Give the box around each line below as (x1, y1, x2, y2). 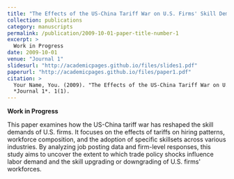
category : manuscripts (7, 23, 73, 30)
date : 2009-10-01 (7, 49, 58, 56)
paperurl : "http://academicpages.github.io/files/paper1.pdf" (7, 68, 192, 75)
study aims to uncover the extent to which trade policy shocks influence (7, 150, 214, 159)
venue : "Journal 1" (7, 56, 64, 63)
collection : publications (7, 17, 82, 24)
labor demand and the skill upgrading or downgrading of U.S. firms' (7, 157, 201, 166)
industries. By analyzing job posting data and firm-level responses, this (7, 143, 211, 151)
